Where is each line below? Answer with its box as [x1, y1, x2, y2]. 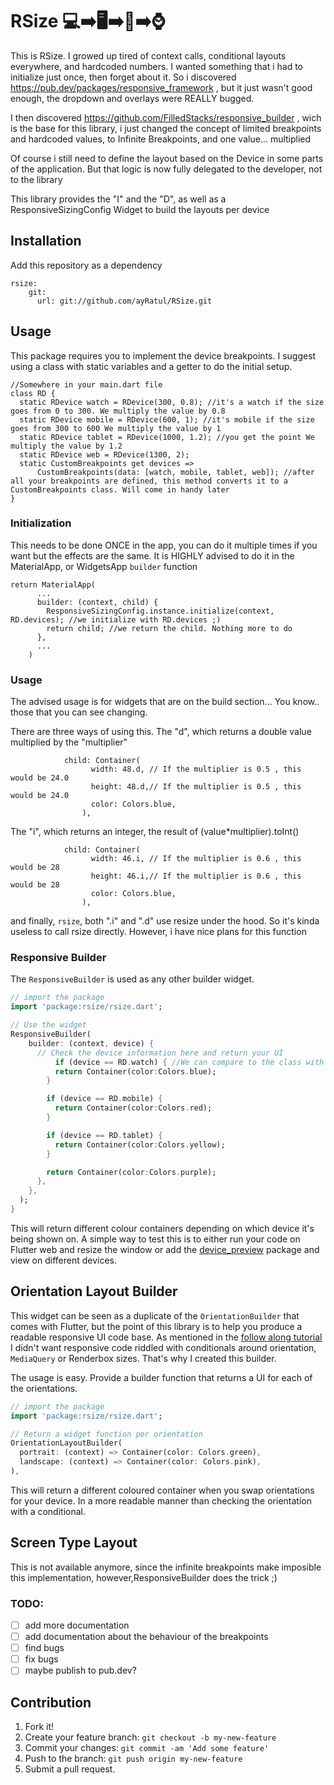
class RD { [10, 388, 56, 398]
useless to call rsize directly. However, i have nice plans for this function [10, 926, 307, 938]
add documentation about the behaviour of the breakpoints [24, 1631, 269, 1643]
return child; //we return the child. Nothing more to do [46, 623, 293, 633]
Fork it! [24, 1721, 55, 1733]
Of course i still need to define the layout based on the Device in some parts [10, 152, 324, 164]
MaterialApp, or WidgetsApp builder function [10, 560, 198, 572]
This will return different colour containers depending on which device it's [10, 1222, 315, 1234]
